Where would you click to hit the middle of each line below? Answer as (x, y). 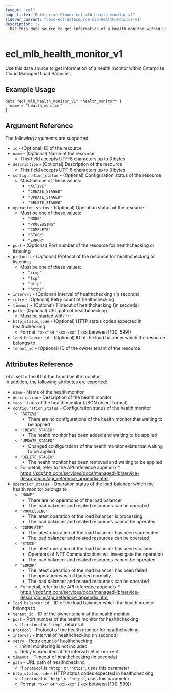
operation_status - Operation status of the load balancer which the (83, 484)
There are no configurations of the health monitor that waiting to (95, 419)
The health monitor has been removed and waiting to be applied (95, 462)
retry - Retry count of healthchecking (52, 641)
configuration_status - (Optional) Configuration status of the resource (87, 175)
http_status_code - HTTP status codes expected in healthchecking (83, 673)
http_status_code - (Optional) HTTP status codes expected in (77, 321)
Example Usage (31, 90)
